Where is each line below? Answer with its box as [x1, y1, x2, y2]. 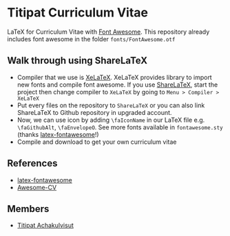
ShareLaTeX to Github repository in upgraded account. [17, 108, 172, 116]
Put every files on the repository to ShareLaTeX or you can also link [17, 101, 205, 109]
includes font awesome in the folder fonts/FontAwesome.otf [7, 34, 176, 43]
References [7, 158, 58, 169]
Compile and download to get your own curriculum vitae [17, 138, 177, 146]
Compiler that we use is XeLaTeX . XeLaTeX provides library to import [17, 73, 212, 81]
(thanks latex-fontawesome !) [17, 130, 99, 138]
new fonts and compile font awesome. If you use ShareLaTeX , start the [17, 81, 218, 89]
